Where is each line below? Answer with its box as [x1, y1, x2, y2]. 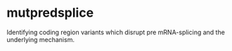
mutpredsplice [6, 5, 94, 21]
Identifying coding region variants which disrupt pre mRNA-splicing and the [6, 28, 226, 36]
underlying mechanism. [6, 35, 75, 43]
